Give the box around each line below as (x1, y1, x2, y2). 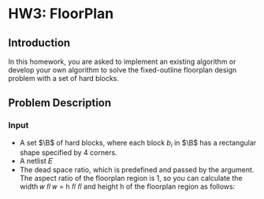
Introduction (8, 36, 71, 50)
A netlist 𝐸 (19, 157, 53, 166)
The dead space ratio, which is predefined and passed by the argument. (19, 165, 255, 175)
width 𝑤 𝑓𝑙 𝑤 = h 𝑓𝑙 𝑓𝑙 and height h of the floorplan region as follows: (19, 182, 236, 191)
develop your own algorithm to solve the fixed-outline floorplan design (8, 65, 237, 75)
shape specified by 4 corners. (19, 148, 117, 157)
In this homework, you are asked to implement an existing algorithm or (8, 57, 236, 66)
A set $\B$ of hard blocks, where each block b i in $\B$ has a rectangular (19, 138, 257, 149)
